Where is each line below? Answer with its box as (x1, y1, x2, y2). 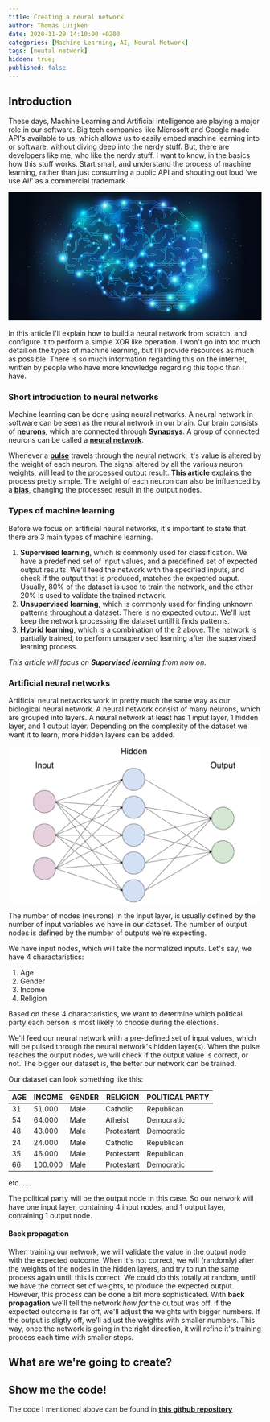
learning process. (19, 641, 79, 651)
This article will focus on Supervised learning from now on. (8, 657, 207, 667)
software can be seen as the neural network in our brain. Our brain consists (8, 418, 259, 428)
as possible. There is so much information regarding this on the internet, (8, 354, 247, 364)
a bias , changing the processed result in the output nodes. (8, 485, 202, 495)
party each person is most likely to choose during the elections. (8, 1018, 219, 1028)
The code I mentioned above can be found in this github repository (8, 1404, 233, 1414)
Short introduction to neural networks (8, 391, 159, 402)
